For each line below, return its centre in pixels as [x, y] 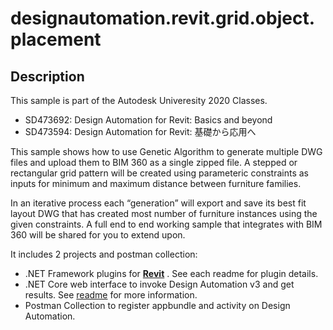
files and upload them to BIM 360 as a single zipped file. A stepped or [154, 162]
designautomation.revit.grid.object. [163, 18]
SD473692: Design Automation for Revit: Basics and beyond [148, 120]
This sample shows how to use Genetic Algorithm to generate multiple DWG [166, 151]
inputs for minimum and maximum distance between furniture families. [156, 183]
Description [47, 76]
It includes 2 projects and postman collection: [104, 254]
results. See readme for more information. [111, 295]
